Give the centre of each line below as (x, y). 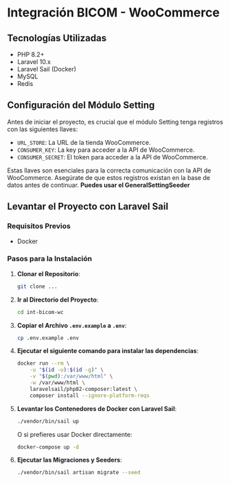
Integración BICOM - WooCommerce (113, 13)
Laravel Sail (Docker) (47, 69)
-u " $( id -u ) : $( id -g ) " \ (67, 370)
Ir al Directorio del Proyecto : (58, 300)
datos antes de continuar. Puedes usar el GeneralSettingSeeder (99, 185)
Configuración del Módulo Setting (81, 105)
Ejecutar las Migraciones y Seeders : (69, 460)
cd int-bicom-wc (40, 312)
